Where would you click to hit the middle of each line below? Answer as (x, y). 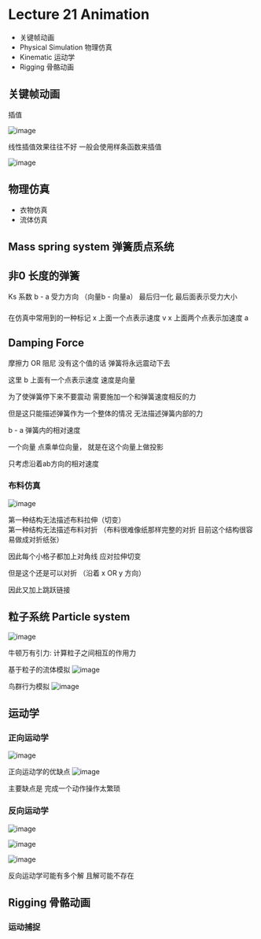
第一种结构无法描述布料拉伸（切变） (67, 520)
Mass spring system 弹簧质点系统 (91, 246)
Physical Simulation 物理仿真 (66, 47)
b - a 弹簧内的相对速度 (44, 430)
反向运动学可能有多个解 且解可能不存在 (71, 875)
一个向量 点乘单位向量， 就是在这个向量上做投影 (86, 446)
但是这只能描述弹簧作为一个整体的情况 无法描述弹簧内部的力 (105, 413)
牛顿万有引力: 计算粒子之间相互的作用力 (72, 653)
